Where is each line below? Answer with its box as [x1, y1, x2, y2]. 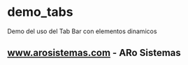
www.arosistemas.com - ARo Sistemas [7, 47, 182, 59]
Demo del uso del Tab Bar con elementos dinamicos [7, 27, 157, 35]
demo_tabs [7, 4, 73, 20]
